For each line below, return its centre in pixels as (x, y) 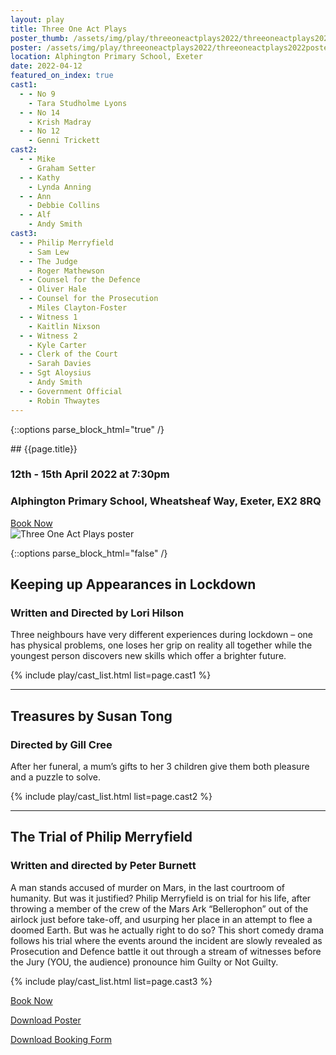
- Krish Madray (60, 122)
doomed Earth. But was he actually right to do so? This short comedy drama (167, 930)
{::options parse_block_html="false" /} (89, 553)
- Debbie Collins (64, 206)
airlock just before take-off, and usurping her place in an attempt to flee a (161, 919)
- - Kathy (39, 177)
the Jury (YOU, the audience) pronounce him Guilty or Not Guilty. (144, 962)
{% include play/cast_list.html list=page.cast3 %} (111, 981)
